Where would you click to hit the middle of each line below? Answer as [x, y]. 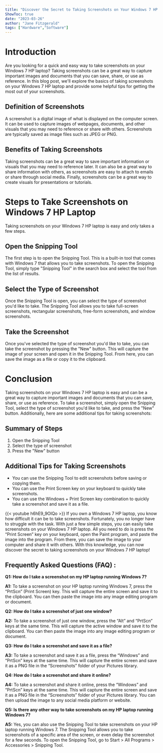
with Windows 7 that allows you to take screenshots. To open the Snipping [80, 263]
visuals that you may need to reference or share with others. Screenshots [79, 129]
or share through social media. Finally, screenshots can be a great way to [78, 177]
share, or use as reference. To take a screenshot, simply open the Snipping [80, 403]
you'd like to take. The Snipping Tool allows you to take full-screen [72, 306]
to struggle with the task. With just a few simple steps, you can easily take [79, 524]
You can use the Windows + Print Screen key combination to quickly [81, 499]
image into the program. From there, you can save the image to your [73, 539]
